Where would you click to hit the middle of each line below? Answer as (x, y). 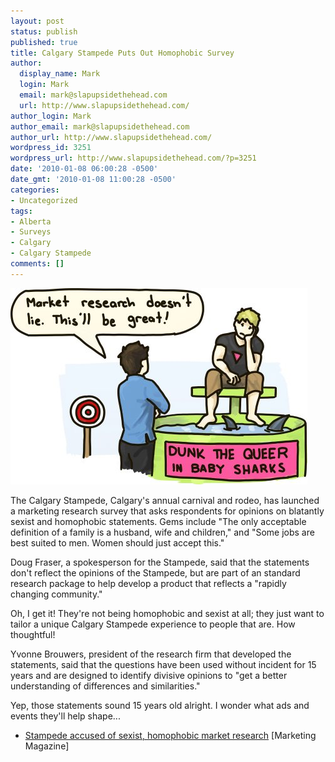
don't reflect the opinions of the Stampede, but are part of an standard (155, 572)
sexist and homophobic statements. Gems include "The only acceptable (158, 521)
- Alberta (31, 221)
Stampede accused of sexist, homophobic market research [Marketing (170, 735)
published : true (44, 42)
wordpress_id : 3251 (51, 148)
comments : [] (37, 264)
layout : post (37, 21)
